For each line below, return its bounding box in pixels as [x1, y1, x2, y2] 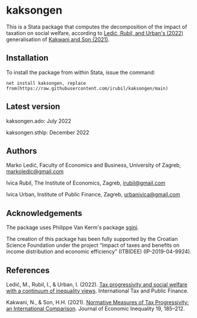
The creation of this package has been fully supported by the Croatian [6, 236, 178, 243]
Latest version [6, 101, 61, 112]
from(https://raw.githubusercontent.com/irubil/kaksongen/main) [6, 85, 169, 91]
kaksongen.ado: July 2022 [6, 117, 72, 125]
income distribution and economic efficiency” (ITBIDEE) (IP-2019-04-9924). [6, 248, 192, 255]
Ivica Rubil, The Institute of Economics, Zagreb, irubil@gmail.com [6, 179, 166, 187]
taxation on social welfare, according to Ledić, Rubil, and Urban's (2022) [6, 29, 184, 36]
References [6, 265, 50, 275]
